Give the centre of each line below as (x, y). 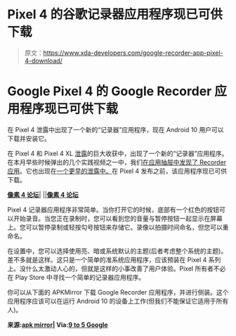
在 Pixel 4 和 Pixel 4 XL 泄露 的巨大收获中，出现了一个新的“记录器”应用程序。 (118, 153)
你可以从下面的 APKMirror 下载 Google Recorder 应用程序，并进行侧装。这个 (118, 292)
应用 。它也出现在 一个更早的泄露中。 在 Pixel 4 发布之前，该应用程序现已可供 (117, 171)
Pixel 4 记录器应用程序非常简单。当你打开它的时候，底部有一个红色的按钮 (113, 209)
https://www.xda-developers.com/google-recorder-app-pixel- (133, 53)
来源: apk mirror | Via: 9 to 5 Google (58, 325)
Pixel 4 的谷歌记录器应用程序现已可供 (115, 14)
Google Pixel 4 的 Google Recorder (110, 91)
